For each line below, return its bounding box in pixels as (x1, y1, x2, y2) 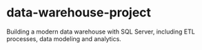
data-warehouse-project (6, 5, 152, 21)
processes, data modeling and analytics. (6, 34, 121, 42)
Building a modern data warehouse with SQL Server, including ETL (6, 27, 196, 36)
